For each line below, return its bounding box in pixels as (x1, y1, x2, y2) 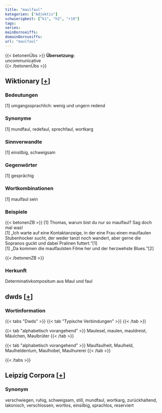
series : (5, 25, 21, 30)
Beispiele (5, 208, 28, 215)
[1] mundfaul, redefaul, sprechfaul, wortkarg (5, 126, 94, 132)
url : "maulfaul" (5, 39, 38, 44)
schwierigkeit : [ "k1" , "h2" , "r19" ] (5, 16, 80, 21)
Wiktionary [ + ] (5, 77, 50, 86)
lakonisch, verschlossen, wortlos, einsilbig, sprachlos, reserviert (5, 402, 134, 408)
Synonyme (5, 115, 32, 122)
